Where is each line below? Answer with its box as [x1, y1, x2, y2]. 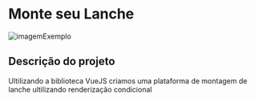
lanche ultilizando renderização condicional [8, 84, 152, 94]
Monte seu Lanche [8, 5, 135, 23]
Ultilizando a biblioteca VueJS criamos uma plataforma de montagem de [8, 75, 248, 85]
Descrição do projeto [8, 55, 115, 68]
